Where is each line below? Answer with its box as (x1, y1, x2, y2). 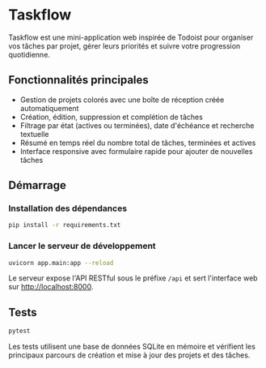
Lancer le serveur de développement (8, 241, 156, 252)
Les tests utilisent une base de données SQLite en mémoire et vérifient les (8, 342, 256, 352)
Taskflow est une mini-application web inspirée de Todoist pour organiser (8, 32, 254, 42)
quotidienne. (8, 49, 51, 59)
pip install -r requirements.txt (8, 221, 121, 229)
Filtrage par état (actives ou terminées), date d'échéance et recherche (19, 120, 255, 131)
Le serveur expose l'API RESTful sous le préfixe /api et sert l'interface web (8, 273, 258, 283)
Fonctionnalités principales (8, 73, 150, 87)
